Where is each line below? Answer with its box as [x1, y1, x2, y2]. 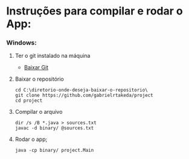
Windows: [6, 39, 37, 47]
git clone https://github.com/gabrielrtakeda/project [14, 92, 153, 99]
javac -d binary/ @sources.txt [14, 125, 94, 131]
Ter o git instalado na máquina [14, 52, 91, 60]
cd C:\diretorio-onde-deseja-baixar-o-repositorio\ [14, 87, 148, 93]
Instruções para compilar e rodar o [6, 4, 183, 18]
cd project [14, 98, 43, 104]
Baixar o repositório [14, 75, 65, 83]
